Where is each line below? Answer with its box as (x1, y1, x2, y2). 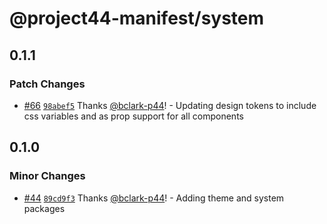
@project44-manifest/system (9, 7, 265, 30)
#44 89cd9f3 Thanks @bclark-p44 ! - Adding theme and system (23, 192, 285, 204)
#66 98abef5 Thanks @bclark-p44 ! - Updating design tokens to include (23, 99, 317, 111)
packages (23, 202, 66, 214)
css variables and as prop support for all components (23, 110, 244, 122)
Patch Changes (9, 77, 86, 91)
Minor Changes (9, 169, 86, 183)
